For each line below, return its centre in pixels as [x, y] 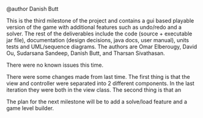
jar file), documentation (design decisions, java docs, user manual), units [98, 40]
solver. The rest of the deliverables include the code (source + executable [99, 34]
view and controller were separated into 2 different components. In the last [100, 83]
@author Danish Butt [32, 9]
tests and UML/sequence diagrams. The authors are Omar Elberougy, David [102, 46]
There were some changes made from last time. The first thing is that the [98, 77]
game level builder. [30, 108]
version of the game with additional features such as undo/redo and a [94, 27]
